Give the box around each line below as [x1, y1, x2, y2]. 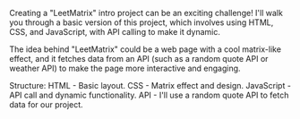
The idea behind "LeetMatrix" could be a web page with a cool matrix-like [9, 44, 282, 55]
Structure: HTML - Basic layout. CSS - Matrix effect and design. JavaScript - [9, 81, 291, 90]
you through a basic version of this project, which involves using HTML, [9, 17, 274, 28]
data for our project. [9, 99, 83, 110]
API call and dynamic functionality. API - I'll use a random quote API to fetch [9, 89, 289, 100]
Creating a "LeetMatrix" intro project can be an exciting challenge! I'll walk [9, 8, 284, 18]
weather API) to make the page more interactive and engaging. [9, 63, 241, 73]
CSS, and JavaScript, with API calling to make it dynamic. [9, 27, 221, 37]
